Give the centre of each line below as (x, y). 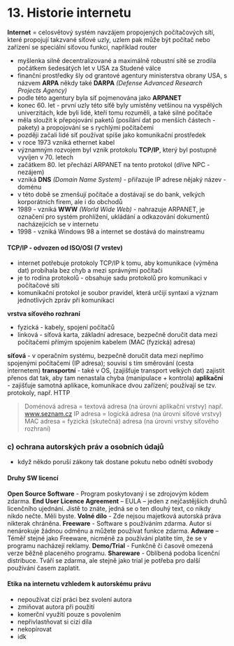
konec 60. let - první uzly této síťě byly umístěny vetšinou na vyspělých (120, 105)
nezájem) (31, 172)
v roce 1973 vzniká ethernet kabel (66, 142)
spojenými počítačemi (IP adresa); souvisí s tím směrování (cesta (101, 363)
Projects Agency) (42, 90)
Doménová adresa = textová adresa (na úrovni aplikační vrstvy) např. (124, 406)
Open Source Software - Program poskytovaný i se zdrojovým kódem (108, 494)
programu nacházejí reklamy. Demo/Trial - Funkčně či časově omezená (110, 545)
